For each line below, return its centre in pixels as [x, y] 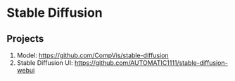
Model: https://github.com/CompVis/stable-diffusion [93, 55]
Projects [25, 39]
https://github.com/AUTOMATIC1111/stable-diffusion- [151, 63]
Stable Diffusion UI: [45, 63]
